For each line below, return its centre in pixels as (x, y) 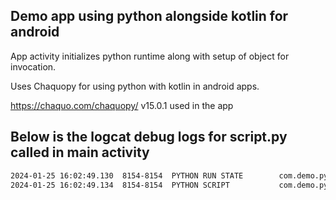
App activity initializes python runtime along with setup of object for (150, 56)
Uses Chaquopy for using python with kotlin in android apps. (135, 86)
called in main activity (80, 152)
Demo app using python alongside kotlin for (149, 16)
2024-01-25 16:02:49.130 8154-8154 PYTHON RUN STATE (127, 175)
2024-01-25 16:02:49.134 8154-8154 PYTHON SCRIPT (120, 185)
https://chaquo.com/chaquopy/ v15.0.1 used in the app (122, 105)
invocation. (33, 66)
